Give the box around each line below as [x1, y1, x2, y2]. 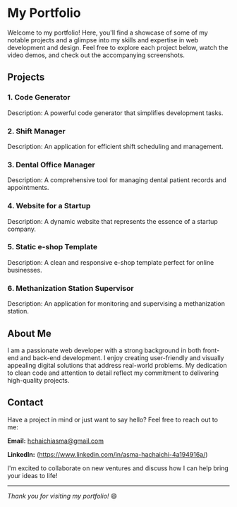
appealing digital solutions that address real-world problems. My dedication [7, 361, 227, 369]
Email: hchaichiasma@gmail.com [7, 436, 104, 445]
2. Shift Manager [7, 126, 66, 136]
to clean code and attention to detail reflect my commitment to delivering [7, 369, 219, 377]
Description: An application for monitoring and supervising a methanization [7, 299, 226, 308]
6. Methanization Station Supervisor [7, 283, 134, 293]
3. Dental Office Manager [7, 160, 95, 169]
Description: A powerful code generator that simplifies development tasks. [7, 108, 224, 117]
